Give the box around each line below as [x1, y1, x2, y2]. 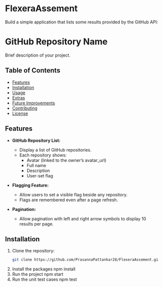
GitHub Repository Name [5, 36, 108, 47]
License [12, 110, 28, 116]
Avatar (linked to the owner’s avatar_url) [26, 157, 107, 163]
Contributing [12, 105, 37, 111]
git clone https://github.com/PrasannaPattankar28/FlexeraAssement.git [12, 257, 161, 262]
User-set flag [26, 172, 54, 178]
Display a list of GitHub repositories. [19, 147, 91, 153]
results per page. [19, 221, 54, 227]
